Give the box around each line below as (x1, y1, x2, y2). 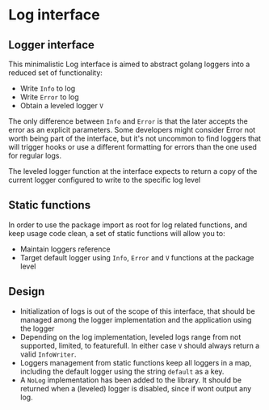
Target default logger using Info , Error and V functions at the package (19, 252, 254, 262)
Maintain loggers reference (19, 244, 111, 254)
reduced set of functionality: (8, 68, 103, 78)
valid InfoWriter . (19, 349, 77, 359)
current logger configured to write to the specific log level (8, 175, 200, 184)
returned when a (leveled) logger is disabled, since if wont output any (19, 383, 252, 393)
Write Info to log (19, 83, 76, 93)
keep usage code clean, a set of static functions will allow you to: (8, 228, 225, 238)
